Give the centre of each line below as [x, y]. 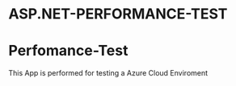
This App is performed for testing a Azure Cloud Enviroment [108, 73]
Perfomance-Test [68, 51]
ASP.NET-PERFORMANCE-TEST [118, 14]
